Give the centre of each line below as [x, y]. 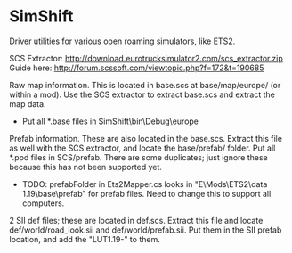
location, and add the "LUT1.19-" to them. [85, 239]
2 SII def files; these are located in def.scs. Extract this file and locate [136, 220]
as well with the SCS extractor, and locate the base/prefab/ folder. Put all [142, 148]
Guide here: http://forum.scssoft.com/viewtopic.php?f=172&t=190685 [137, 68]
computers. [43, 203]
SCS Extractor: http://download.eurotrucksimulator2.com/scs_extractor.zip [146, 58]
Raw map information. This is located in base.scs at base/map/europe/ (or [145, 85]
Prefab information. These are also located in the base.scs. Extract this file [146, 138]
